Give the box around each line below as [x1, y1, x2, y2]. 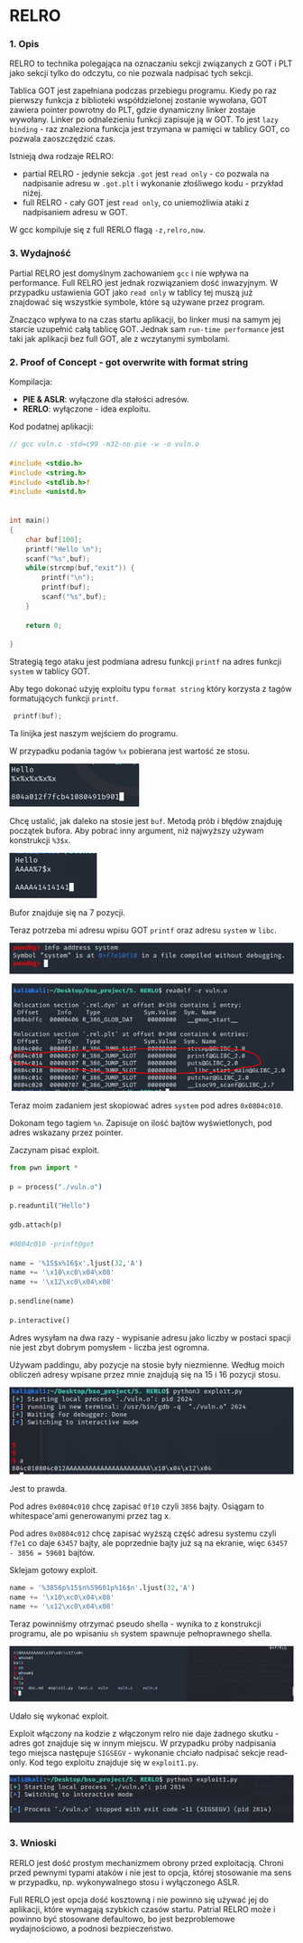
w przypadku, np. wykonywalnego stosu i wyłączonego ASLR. [9, 1876, 241, 1887]
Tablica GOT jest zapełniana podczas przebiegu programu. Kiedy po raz [9, 85, 277, 96]
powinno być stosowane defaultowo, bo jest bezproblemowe [9, 1913, 235, 1924]
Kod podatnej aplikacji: [9, 422, 95, 432]
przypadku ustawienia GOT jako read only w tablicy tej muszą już [9, 287, 253, 298]
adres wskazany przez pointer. [9, 1127, 124, 1138]
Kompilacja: [9, 376, 53, 387]
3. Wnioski [9, 1837, 57, 1850]
